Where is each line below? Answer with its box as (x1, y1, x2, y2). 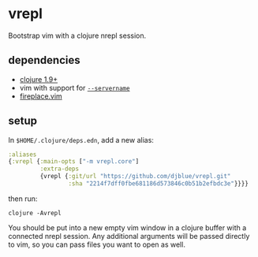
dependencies (8, 54, 80, 67)
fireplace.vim (19, 91, 63, 101)
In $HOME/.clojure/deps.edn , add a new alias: (8, 135, 154, 144)
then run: (8, 194, 38, 203)
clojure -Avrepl (8, 209, 62, 217)
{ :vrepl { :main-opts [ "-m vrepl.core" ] (8, 158, 140, 166)
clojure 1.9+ (19, 74, 58, 84)
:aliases (8, 151, 37, 158)
